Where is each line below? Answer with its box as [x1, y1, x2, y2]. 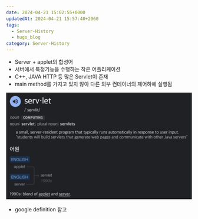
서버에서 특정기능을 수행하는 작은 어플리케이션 [14, 66, 121, 73]
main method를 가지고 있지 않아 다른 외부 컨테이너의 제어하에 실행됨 [14, 80, 173, 87]
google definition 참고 [14, 206, 67, 213]
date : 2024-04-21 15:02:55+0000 [6, 9, 85, 15]
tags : [6, 22, 19, 28]
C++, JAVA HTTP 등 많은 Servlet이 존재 [14, 73, 108, 80]
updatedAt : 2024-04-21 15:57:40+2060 [6, 15, 99, 22]
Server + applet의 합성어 [14, 58, 74, 65]
